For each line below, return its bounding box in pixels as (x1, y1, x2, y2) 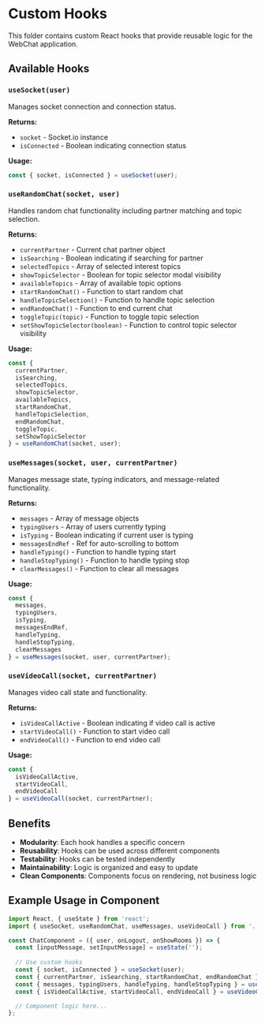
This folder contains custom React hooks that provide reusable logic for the (8, 31, 253, 40)
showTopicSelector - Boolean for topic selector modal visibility (19, 270, 222, 279)
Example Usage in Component (8, 894, 160, 907)
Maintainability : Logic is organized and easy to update (19, 862, 199, 872)
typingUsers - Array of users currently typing (19, 521, 166, 531)
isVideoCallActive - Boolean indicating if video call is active (19, 718, 215, 727)
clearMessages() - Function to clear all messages (19, 563, 179, 573)
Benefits (8, 817, 51, 830)
